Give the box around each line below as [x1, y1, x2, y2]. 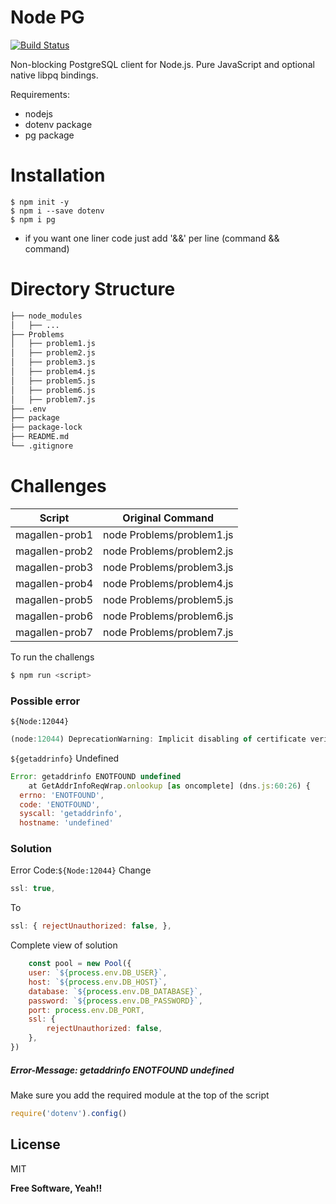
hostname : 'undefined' [19, 818, 114, 828]
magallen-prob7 [15, 625, 94, 639]
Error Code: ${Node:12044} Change [10, 864, 152, 876]
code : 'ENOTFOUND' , [19, 799, 101, 810]
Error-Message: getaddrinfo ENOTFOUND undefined [10, 1064, 235, 1076]
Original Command [122, 511, 215, 525]
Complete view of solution [10, 939, 118, 951]
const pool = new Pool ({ [28, 959, 132, 969]
